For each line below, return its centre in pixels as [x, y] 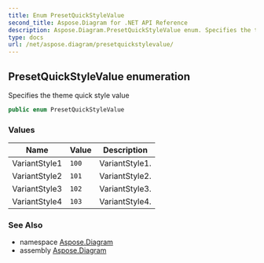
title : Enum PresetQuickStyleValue [66, 15]
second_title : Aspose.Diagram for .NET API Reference [98, 23]
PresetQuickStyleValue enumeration [99, 77]
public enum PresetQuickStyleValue [66, 110]
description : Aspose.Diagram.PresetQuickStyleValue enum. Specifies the [130, 30]
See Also [26, 225]
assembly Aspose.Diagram [63, 250]
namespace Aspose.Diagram [66, 242]
